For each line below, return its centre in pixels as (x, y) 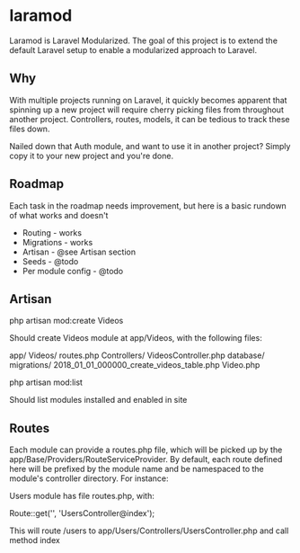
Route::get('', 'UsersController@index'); (82, 513)
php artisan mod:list (46, 382)
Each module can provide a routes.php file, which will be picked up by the (146, 450)
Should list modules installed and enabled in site (98, 400)
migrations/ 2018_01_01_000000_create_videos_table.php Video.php (135, 365)
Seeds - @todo (50, 261)
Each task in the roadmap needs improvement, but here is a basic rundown (148, 205)
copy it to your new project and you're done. (91, 156)
